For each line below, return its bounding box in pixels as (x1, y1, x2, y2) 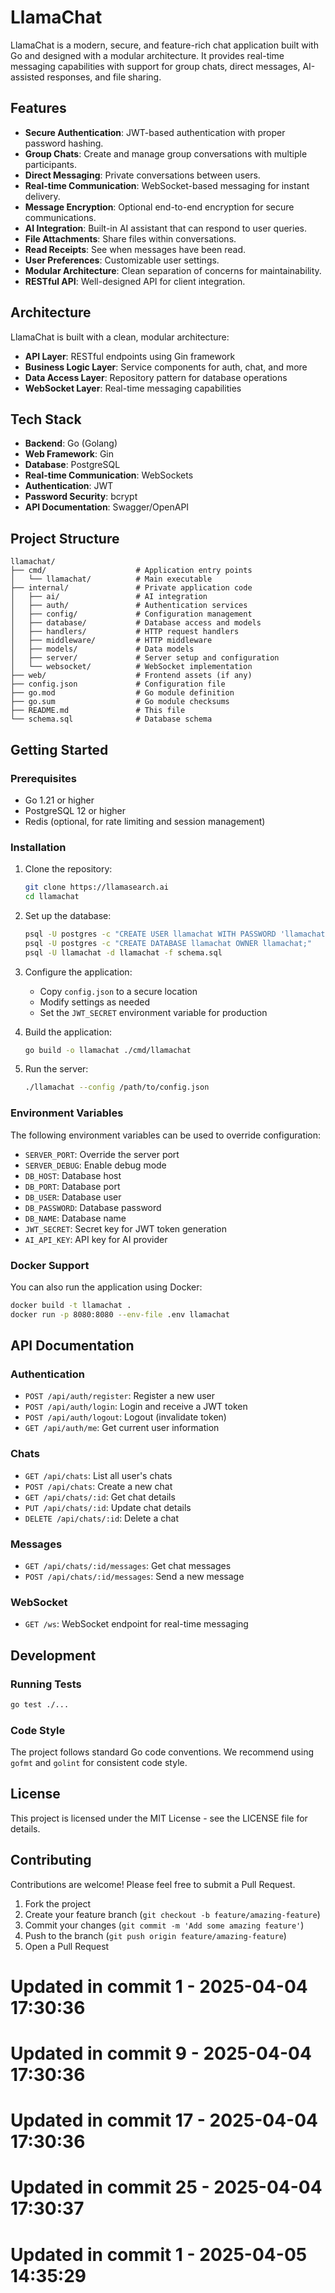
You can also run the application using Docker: (10, 1281, 203, 1293)
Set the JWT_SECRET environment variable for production (39, 1006, 268, 1018)
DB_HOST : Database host (24, 1169, 122, 1181)
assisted (10, 71, 45, 83)
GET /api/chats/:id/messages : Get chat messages (24, 1559, 232, 1571)
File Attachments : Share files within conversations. (24, 232, 237, 245)
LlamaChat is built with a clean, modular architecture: (10, 331, 230, 343)
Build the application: (24, 1026, 112, 1038)
